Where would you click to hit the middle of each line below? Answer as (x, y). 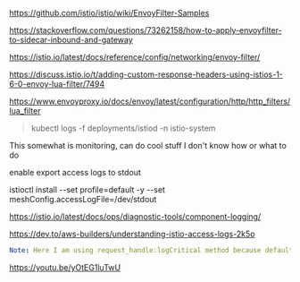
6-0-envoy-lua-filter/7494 (57, 84)
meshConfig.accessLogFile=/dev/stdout (83, 199)
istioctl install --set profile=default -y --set (87, 190)
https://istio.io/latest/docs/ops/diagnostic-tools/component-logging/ (135, 217)
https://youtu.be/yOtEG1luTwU (65, 267)
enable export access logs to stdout (75, 172)
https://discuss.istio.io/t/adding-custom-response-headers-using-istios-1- (146, 74)
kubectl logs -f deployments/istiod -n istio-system (123, 128)
